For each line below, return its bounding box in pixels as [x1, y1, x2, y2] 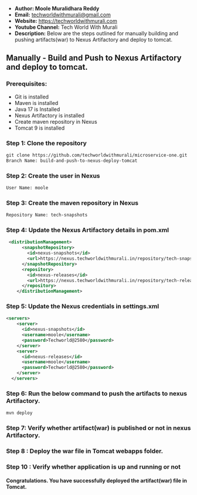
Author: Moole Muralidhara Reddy [14, 5, 100, 12]
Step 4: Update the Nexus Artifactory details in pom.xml [6, 226, 169, 234]
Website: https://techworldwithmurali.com [14, 18, 117, 24]
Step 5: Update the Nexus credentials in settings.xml [6, 302, 159, 310]
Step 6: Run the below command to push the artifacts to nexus [6, 389, 188, 398]
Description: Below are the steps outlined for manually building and [14, 30, 179, 37]
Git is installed [14, 93, 49, 100]
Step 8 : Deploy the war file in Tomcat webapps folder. [6, 447, 164, 455]
